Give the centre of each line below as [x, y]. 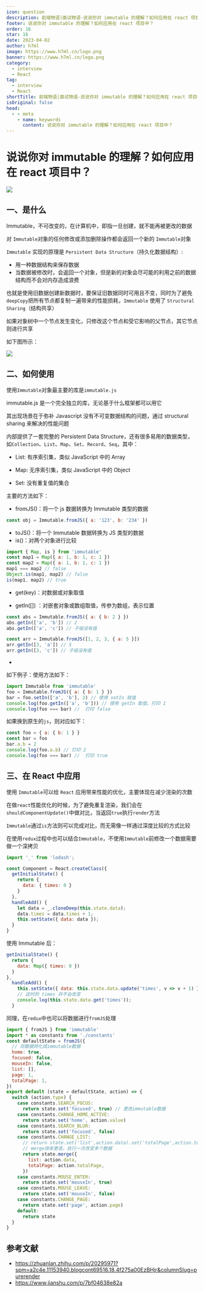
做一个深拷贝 [22, 846]
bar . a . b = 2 [21, 744]
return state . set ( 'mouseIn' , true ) [67, 1182]
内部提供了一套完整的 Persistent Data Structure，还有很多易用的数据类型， [100, 436]
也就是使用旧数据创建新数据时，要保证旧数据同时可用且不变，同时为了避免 [99, 292]
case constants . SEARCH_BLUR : [54, 1126]
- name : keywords [39, 119]
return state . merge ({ [50, 1154]
